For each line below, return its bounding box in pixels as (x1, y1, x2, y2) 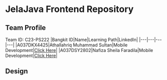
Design (5, 67, 28, 75)
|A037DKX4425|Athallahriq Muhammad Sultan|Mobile (15, 42, 128, 48)
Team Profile (5, 23, 46, 32)
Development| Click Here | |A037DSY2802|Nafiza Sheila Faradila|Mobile (5, 47, 153, 53)
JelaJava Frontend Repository (5, 3, 134, 15)
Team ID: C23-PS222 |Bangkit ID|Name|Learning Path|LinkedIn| (5, 36, 138, 42)
